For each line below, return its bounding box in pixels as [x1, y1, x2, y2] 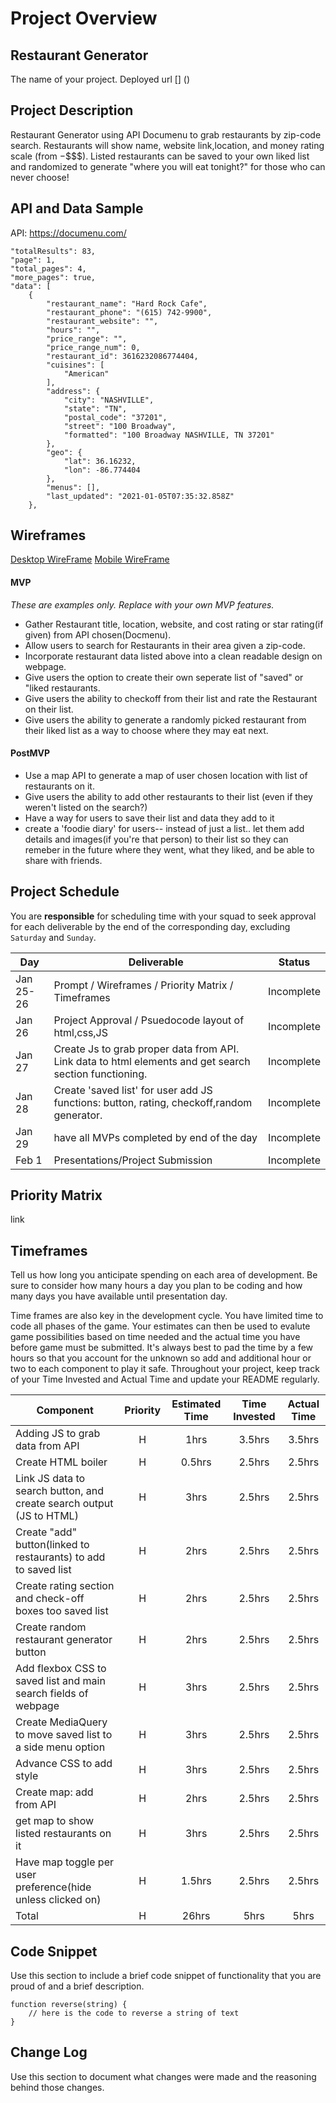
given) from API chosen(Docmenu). [24, 628, 172, 641]
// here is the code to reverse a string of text [28, 2008, 240, 2019]
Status [278, 955, 311, 969]
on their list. [24, 703, 74, 715]
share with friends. [24, 854, 103, 866]
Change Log [10, 2044, 88, 2061]
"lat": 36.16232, [63, 456, 137, 466]
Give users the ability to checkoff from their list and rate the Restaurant [24, 692, 318, 704]
